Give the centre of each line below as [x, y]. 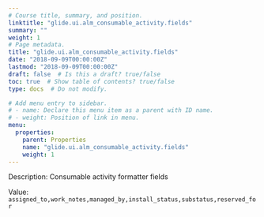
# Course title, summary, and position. [76, 15]
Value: [19, 192]
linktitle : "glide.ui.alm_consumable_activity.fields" [100, 23]
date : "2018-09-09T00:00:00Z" [58, 60]
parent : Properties [55, 140]
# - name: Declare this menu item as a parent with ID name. [111, 110]
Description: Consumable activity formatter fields [88, 177]
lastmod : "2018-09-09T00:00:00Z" [63, 67]
